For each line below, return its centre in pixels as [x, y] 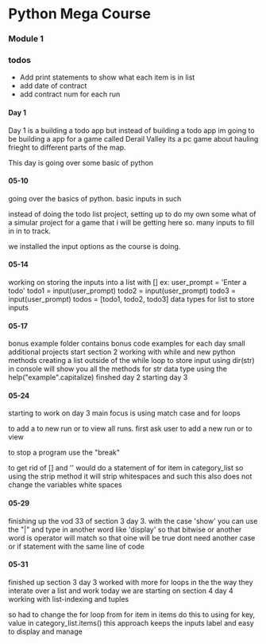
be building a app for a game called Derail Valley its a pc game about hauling [133, 139]
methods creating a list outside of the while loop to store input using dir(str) [132, 361]
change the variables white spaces [66, 485]
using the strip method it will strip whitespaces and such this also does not [130, 476]
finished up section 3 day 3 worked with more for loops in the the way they [131, 582]
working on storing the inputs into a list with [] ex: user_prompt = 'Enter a [127, 283]
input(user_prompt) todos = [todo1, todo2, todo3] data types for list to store [131, 299]
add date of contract [53, 86]
